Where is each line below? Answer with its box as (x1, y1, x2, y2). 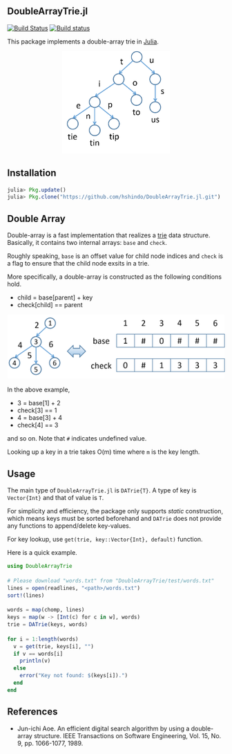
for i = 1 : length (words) (7, 636, 79, 643)
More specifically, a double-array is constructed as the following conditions (7, 273, 222, 281)
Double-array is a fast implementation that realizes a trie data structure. (7, 231, 211, 239)
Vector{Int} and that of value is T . (7, 494, 104, 502)
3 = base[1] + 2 (17, 399, 61, 407)
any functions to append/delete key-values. (7, 522, 131, 530)
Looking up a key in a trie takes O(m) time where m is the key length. (7, 448, 200, 456)
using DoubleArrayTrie (7, 563, 72, 570)
